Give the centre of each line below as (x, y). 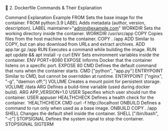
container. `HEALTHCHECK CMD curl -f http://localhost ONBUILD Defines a (83, 103)
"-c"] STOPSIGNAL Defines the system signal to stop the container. (75, 119)
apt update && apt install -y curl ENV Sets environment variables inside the (82, 55)
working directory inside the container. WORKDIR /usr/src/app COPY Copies (84, 33)
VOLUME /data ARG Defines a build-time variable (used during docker (78, 87)
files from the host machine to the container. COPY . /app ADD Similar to (80, 39)
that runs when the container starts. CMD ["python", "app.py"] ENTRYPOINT (84, 71)
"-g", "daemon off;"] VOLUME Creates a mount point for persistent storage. (83, 81)
